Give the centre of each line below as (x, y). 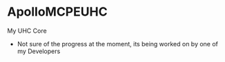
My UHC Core (27, 31)
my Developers (39, 51)
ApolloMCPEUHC (58, 12)
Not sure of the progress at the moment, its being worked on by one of (118, 44)
